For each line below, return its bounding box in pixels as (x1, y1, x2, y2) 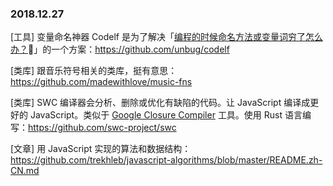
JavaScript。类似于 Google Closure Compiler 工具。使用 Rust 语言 (29, 109, 303, 121)
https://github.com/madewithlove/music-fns (10, 76, 193, 88)
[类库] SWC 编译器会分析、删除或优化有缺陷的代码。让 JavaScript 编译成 (10, 97, 311, 109)
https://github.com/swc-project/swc (28, 122, 177, 134)
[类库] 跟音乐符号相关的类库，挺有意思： (10, 65, 178, 77)
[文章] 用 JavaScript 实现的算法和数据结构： (10, 143, 192, 155)
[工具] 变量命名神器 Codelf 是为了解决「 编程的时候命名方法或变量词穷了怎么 (10, 31, 323, 43)
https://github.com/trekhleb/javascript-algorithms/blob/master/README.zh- (10, 154, 323, 166)
